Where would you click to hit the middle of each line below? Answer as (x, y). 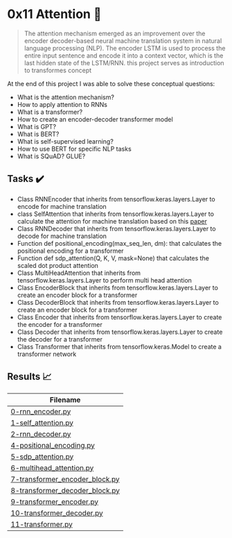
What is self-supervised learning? (65, 141)
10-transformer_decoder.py (57, 513)
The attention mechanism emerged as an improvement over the (115, 33)
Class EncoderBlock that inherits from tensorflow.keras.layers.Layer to (117, 287)
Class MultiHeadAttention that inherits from (79, 273)
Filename (65, 400)
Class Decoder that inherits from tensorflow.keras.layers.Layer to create (120, 332)
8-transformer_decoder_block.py (65, 490)
